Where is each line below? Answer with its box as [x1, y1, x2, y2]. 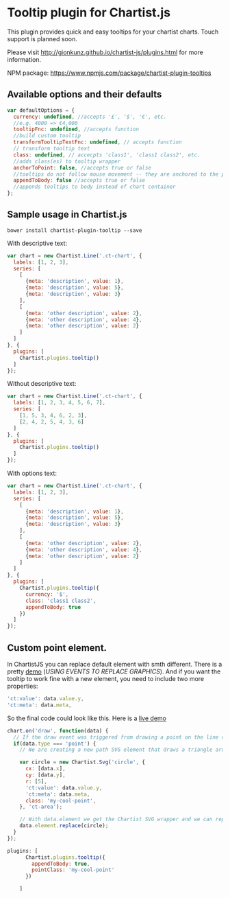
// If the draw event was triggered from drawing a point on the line [13, 733, 219, 741]
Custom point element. [7, 642, 107, 654]
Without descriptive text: [7, 380, 77, 388]
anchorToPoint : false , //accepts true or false [13, 164, 152, 171]
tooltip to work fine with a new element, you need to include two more [7, 675, 204, 682]
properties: [7, 682, 38, 690]
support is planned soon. [7, 34, 77, 43]
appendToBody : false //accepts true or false [13, 177, 146, 184]
